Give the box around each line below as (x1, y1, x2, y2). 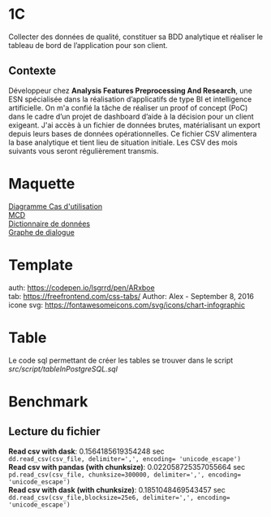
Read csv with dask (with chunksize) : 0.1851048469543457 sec (8, 484, 226, 494)
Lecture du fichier (8, 424, 101, 439)
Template (8, 255, 73, 274)
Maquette (8, 174, 75, 193)
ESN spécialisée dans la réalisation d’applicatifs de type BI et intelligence (8, 94, 252, 104)
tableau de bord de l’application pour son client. (8, 40, 168, 50)
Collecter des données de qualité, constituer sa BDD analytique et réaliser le (8, 32, 264, 41)
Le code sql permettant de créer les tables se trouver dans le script (8, 355, 234, 365)
